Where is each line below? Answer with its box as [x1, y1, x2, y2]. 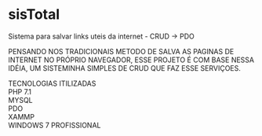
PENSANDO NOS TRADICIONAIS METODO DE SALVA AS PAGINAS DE [8, 46, 235, 56]
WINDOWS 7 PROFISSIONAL [8, 120, 101, 130]
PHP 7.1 [8, 86, 31, 96]
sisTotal [8, 6, 60, 24]
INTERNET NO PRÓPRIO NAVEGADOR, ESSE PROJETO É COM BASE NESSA [8, 55, 255, 64]
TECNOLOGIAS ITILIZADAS [8, 79, 96, 88]
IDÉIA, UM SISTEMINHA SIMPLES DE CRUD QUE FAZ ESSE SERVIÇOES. [8, 63, 242, 72]
